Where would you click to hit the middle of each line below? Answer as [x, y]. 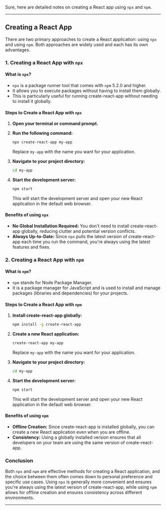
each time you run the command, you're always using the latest [86, 242]
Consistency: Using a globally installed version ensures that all [77, 437]
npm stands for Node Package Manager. [52, 283]
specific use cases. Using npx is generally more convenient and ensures [78, 482]
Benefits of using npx [27, 215]
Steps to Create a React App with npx [43, 112]
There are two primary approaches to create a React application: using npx [81, 39]
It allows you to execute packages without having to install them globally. [86, 91]
